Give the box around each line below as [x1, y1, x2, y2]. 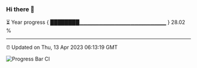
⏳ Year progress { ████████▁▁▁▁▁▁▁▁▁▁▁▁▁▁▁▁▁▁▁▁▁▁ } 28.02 [6, 19, 186, 26]
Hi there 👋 [6, 5, 35, 13]
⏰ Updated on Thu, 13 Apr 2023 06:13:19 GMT [6, 44, 118, 51]
